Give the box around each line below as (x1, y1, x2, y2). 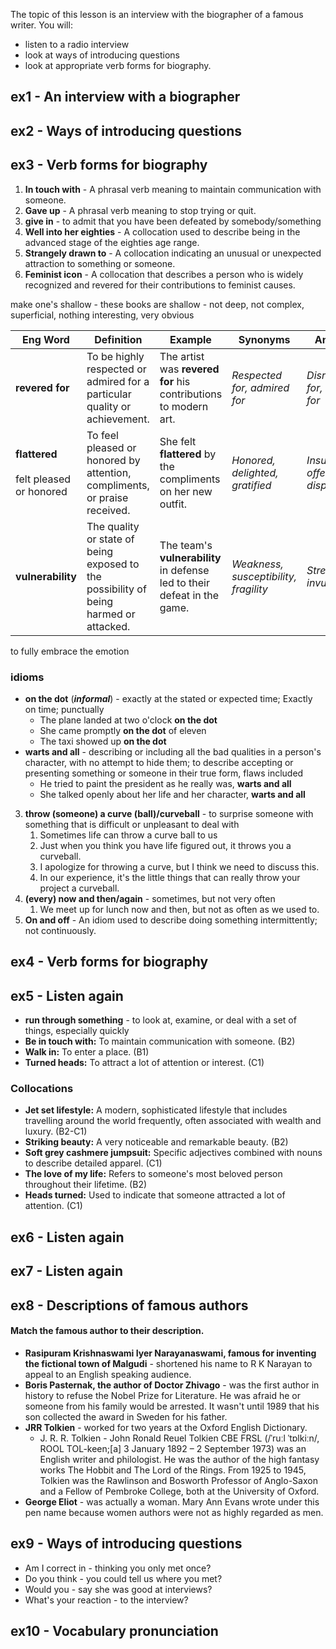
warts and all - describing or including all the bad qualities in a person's (24, 745, 322, 758)
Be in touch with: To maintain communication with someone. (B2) (24, 1035, 296, 1048)
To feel (86, 428, 119, 442)
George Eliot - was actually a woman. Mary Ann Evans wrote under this (24, 1495, 320, 1508)
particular (86, 387, 132, 401)
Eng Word (21, 332, 70, 346)
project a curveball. (39, 882, 120, 894)
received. (86, 503, 131, 517)
